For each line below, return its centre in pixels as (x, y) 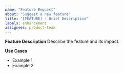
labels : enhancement (26, 23)
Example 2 (23, 66)
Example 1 (22, 60)
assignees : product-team (30, 28)
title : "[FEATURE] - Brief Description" (47, 18)
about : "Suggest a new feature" (38, 14)
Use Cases (16, 51)
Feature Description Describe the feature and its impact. (62, 41)
